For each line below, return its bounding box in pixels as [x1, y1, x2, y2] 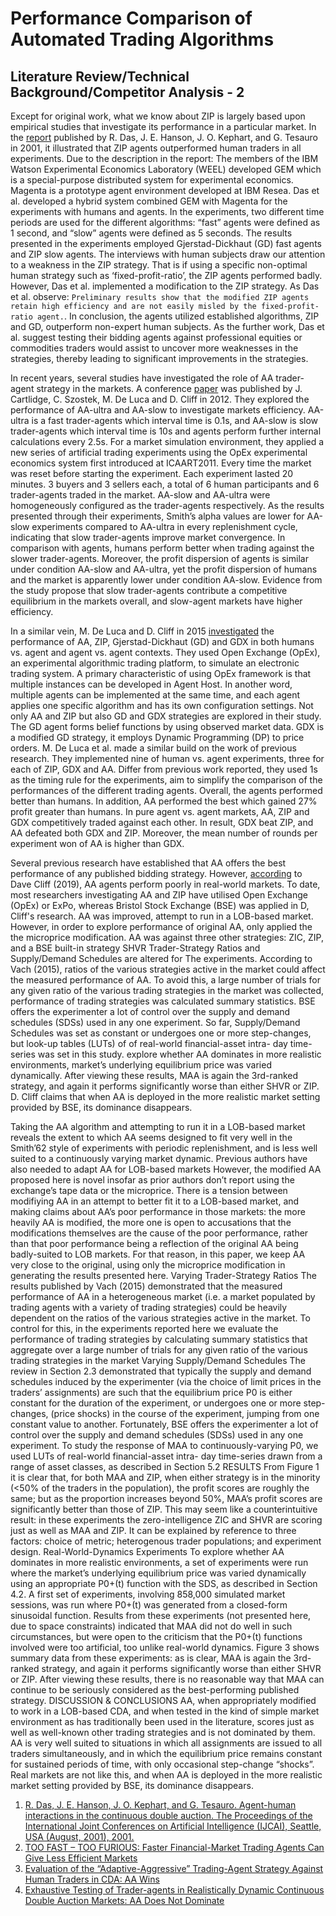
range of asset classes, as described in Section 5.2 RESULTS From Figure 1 [10, 1461, 320, 1472]
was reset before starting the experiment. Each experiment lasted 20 [10, 468, 294, 479]
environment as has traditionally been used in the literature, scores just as [10, 1716, 315, 1727]
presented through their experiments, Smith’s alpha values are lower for [10, 510, 305, 522]
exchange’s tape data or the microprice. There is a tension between [10, 1185, 288, 1196]
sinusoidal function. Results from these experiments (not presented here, [10, 1610, 312, 1621]
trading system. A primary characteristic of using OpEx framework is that [10, 668, 312, 679]
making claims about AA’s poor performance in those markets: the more [10, 1206, 306, 1217]
